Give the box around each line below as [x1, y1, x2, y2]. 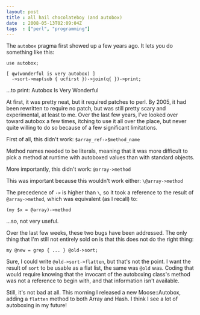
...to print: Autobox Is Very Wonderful [6, 87, 99, 94]
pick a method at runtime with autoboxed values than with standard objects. [6, 154, 195, 161]
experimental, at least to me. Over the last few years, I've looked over [6, 111, 178, 118]
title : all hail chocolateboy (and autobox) [6, 14, 122, 21]
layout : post [6, 8, 39, 15]
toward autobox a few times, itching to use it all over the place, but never [6, 118, 187, 125]
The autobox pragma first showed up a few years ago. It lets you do [6, 42, 173, 49]
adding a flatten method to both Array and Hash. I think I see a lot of [6, 295, 178, 302]
